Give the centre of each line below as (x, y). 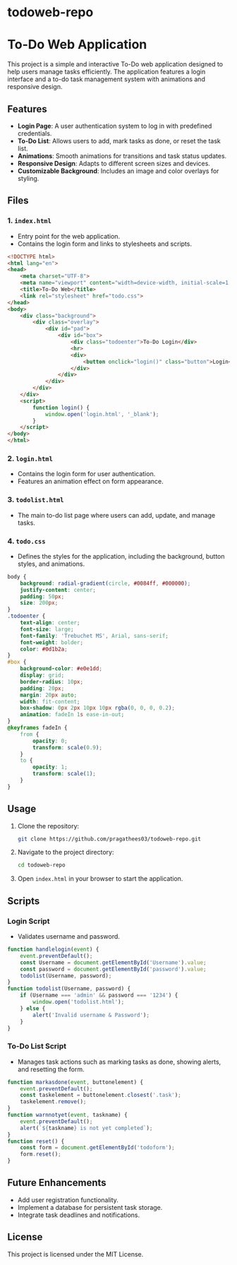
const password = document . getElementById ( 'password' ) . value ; (113, 969)
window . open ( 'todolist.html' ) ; (79, 1002)
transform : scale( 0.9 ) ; (67, 747)
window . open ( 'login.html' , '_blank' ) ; (102, 414)
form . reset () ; (41, 1154)
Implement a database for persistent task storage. (90, 1207)
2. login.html (30, 458)
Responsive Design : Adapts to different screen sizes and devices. (114, 163)
